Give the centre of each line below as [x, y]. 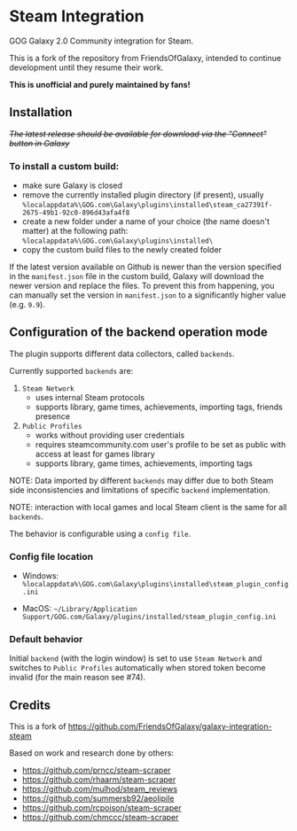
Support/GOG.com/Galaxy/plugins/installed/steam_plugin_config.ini [149, 617]
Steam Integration [77, 16]
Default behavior [46, 640]
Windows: [40, 576]
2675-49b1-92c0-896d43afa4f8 [76, 213]
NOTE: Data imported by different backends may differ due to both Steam [141, 480]
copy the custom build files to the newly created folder [122, 250]
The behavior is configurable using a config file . [100, 533]
